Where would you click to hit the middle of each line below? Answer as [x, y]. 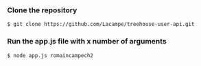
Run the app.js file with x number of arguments [87, 42]
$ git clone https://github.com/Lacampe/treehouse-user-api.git [101, 24]
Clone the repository [42, 10]
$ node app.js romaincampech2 [50, 55]
